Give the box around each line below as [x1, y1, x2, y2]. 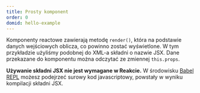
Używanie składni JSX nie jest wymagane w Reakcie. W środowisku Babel [6, 67, 194, 74]
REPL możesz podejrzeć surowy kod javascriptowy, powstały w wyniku [6, 73, 183, 81]
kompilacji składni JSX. [6, 80, 63, 87]
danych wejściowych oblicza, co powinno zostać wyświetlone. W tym [6, 43, 180, 50]
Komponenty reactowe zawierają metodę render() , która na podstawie [6, 37, 182, 44]
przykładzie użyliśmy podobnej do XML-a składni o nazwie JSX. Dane [6, 49, 180, 56]
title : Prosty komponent [6, 8, 69, 15]
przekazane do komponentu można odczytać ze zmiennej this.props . [6, 55, 180, 63]
